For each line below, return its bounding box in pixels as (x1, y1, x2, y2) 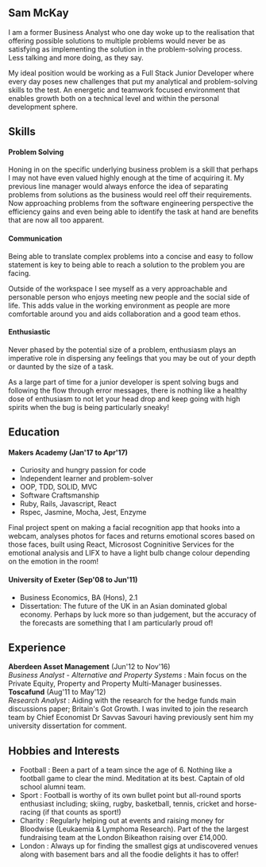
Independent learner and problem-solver (19, 474, 153, 483)
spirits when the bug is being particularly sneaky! (8, 402, 169, 412)
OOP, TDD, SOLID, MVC (19, 482, 98, 492)
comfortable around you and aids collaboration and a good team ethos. (8, 309, 241, 319)
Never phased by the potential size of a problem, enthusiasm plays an (8, 345, 237, 354)
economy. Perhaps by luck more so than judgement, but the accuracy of (19, 610, 256, 619)
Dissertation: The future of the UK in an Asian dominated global (19, 601, 228, 610)
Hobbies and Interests (8, 744, 121, 757)
